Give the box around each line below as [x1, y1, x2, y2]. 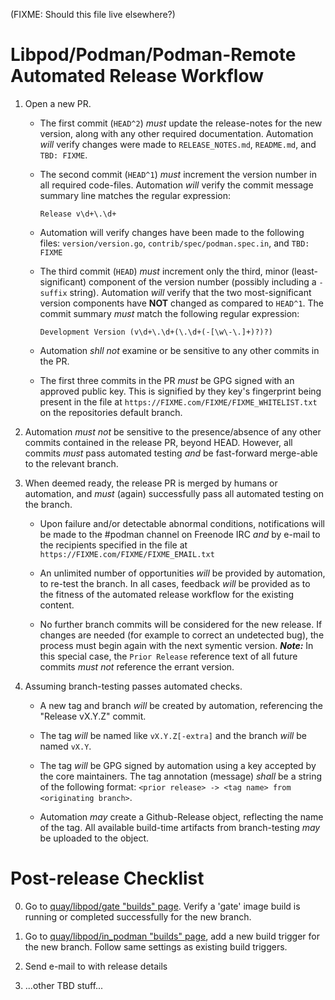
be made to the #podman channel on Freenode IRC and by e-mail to [39, 528, 321, 540]
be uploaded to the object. [39, 832, 150, 844]
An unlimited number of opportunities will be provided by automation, [39, 567, 326, 579]
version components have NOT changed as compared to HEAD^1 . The [39, 297, 325, 309]
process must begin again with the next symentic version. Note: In [39, 639, 314, 651]
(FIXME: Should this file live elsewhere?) [10, 9, 176, 20]
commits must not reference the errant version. [39, 660, 235, 673]
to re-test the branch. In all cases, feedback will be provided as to [39, 577, 311, 589]
